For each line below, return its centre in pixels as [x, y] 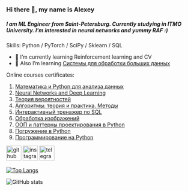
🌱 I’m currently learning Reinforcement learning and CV [83, 57]
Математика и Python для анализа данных [69, 86]
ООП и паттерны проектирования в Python [70, 125]
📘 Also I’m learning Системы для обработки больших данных [92, 63]
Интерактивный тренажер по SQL [58, 112]
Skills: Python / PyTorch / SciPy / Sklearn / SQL [65, 45]
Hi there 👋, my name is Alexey [50, 10]
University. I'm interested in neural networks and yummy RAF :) [87, 30]
